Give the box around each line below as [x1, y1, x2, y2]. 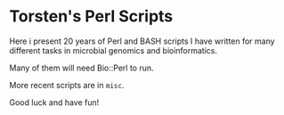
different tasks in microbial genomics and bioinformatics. [9, 45, 218, 55]
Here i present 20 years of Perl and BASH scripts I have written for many [9, 36, 275, 46]
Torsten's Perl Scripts [9, 6, 174, 27]
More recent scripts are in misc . [9, 79, 125, 90]
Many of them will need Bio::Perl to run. [9, 62, 154, 73]
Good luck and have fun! [9, 96, 100, 108]
